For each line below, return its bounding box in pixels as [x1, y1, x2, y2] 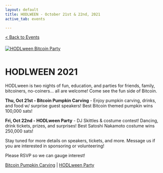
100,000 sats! [5, 108, 33, 114]
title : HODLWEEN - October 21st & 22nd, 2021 [5, 12, 100, 17]
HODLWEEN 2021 [5, 66, 78, 78]
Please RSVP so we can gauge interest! [5, 153, 85, 159]
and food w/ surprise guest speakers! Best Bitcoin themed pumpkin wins [5, 103, 153, 109]
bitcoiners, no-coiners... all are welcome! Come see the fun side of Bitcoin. [5, 88, 157, 94]
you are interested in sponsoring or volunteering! [5, 143, 105, 149]
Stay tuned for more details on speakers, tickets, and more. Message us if [5, 138, 156, 144]
